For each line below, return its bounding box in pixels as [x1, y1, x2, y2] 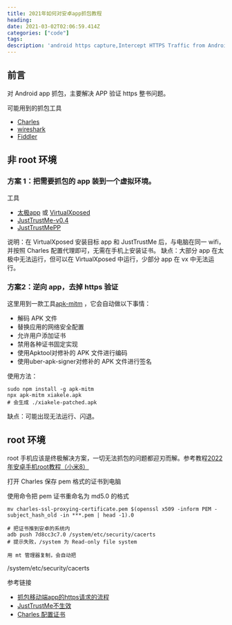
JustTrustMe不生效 [17, 602, 72, 610]
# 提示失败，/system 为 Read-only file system [7, 538, 137, 546]
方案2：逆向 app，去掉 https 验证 [7, 282, 119, 292]
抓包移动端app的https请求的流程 [17, 593, 110, 601]
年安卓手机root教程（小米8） [7, 462, 90, 470]
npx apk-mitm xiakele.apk [7, 392, 81, 398]
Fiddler [17, 132, 38, 140]
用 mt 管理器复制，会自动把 [7, 552, 77, 559]
